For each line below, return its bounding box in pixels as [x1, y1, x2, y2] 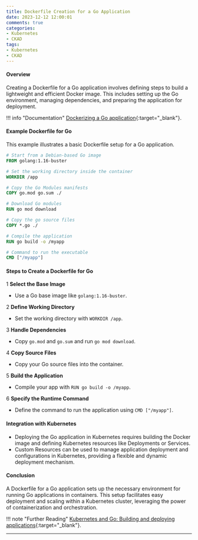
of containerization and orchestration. [6, 503, 98, 511]
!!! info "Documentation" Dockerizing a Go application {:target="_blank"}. [6, 114, 181, 121]
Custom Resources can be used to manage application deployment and [14, 445, 189, 453]
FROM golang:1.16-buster [6, 158, 67, 164]
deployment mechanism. [14, 458, 75, 466]
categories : [6, 25, 35, 31]
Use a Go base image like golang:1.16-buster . [14, 292, 127, 299]
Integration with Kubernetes [6, 420, 77, 427]
